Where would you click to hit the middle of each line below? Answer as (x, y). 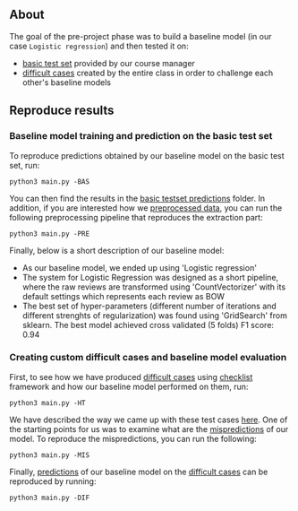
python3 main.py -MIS (50, 455)
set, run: (25, 165)
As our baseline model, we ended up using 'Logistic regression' (140, 267)
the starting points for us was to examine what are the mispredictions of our (149, 429)
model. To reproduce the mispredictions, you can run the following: (133, 438)
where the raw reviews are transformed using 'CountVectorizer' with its (154, 287)
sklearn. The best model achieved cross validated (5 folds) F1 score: (148, 325)
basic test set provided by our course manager (108, 63)
